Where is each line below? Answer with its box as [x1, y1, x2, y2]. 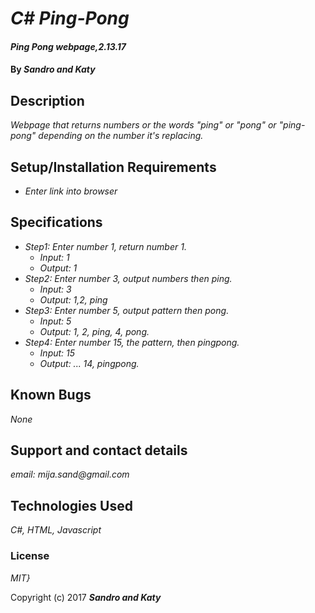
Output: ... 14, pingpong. [39, 357, 140, 369]
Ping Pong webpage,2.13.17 [10, 40, 127, 52]
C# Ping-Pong [10, 7, 130, 30]
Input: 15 [39, 347, 76, 359]
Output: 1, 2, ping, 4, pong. [39, 325, 150, 337]
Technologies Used [10, 497, 133, 514]
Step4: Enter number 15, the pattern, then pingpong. [24, 336, 240, 348]
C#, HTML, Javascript [10, 524, 102, 536]
